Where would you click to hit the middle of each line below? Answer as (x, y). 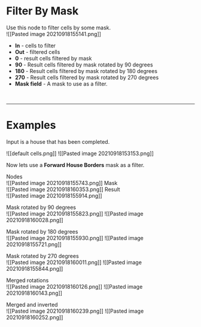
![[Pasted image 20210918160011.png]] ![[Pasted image (74, 262)
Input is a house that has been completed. (58, 141)
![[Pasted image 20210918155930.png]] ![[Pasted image (75, 238)
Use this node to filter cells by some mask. (59, 28)
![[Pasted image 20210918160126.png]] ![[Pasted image (74, 286)
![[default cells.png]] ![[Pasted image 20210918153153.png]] (80, 153)
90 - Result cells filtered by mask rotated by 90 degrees (84, 65)
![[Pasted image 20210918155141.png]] (54, 34)
